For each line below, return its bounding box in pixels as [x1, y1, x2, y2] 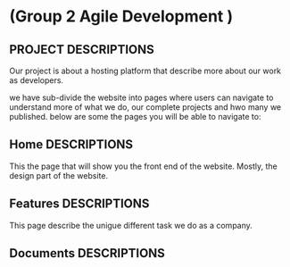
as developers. [9, 75, 64, 86]
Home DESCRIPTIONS [9, 137, 134, 153]
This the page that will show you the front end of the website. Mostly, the [9, 161, 278, 171]
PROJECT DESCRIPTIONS [9, 42, 154, 57]
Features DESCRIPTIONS [9, 196, 150, 212]
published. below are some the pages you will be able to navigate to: [9, 112, 261, 121]
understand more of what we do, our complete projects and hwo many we [9, 102, 282, 113]
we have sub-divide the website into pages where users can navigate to [9, 92, 274, 103]
